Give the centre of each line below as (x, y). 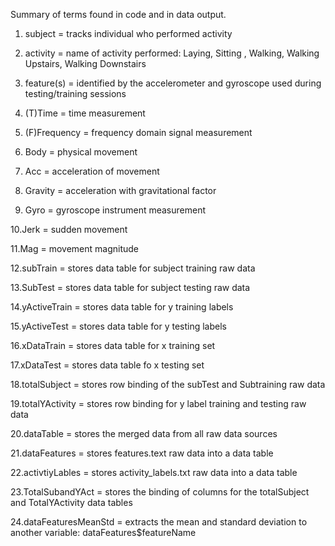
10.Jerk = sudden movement (69, 229)
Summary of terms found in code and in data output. (118, 14)
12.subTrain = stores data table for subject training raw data (133, 268)
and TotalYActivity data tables (71, 502)
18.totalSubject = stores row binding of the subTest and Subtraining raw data (168, 384)
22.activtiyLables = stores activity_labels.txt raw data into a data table (154, 472)
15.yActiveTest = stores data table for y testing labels (118, 326)
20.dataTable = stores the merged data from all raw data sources (144, 433)
